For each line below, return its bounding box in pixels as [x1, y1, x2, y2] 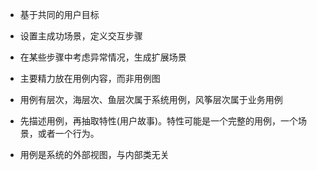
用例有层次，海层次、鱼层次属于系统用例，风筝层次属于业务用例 [19, 94, 283, 105]
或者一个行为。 [37, 128, 100, 139]
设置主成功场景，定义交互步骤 [19, 30, 143, 42]
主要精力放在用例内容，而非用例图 [19, 73, 161, 84]
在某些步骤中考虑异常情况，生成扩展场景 [19, 51, 187, 63]
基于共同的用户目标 [19, 9, 100, 20]
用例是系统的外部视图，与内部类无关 [19, 149, 170, 160]
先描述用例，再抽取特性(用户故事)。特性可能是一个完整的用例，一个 [19, 115, 299, 127]
